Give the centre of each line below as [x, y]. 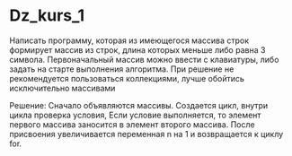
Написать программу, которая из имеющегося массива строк [129, 40]
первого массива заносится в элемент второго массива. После [132, 124]
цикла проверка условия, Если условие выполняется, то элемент [135, 115]
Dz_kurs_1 [47, 16]
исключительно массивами [62, 88]
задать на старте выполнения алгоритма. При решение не [122, 69]
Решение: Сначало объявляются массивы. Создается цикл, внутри [139, 105]
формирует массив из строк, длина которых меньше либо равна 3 [137, 49]
